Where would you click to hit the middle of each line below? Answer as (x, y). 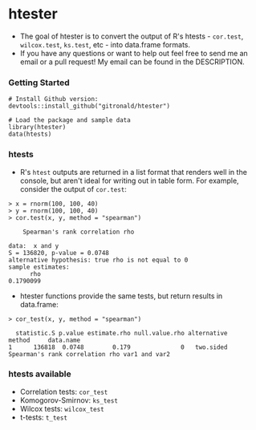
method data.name (45, 340)
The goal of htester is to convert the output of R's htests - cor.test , (132, 36)
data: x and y (34, 245)
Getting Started (39, 83)
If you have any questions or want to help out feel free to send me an (134, 53)
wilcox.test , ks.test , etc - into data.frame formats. (105, 44)
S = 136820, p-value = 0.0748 (59, 253)
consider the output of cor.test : (73, 189)
